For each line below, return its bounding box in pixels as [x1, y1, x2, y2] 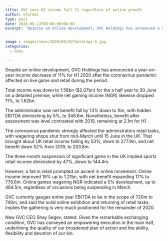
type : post [5, 16, 28, 21]
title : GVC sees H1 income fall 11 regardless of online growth [5, 7, 142, 12]
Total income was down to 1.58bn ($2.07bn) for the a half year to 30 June [5, 87, 156, 93]
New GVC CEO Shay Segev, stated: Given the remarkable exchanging [5, 214, 148, 220]
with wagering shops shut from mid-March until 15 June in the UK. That [5, 133, 152, 139]
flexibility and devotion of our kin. [5, 230, 74, 236]
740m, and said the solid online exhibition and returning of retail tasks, [5, 199, 150, 205]
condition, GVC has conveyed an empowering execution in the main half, [5, 219, 154, 225]
